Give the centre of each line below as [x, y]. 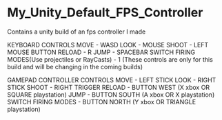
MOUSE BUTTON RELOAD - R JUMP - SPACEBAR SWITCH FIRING [101, 52]
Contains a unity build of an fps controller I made [77, 32]
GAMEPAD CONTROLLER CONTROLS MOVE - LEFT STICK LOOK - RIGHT [112, 80]
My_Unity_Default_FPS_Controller [105, 13]
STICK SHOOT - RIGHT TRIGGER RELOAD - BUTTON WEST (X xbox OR [109, 87]
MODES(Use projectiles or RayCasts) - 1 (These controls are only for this [110, 59]
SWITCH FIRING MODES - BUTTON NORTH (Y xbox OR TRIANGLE [102, 101]
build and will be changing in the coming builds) [75, 67]
